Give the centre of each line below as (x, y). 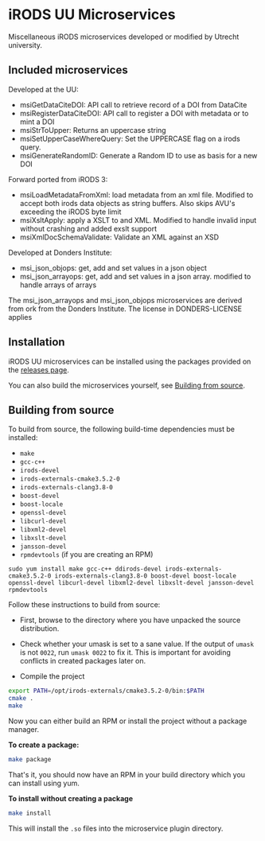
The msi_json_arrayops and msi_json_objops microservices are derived (125, 300)
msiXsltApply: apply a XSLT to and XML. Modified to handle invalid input (138, 220)
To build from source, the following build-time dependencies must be (121, 429)
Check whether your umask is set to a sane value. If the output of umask (137, 644)
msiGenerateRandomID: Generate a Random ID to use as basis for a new (138, 155)
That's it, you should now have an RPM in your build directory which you (127, 774)
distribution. (39, 629)
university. (25, 45)
